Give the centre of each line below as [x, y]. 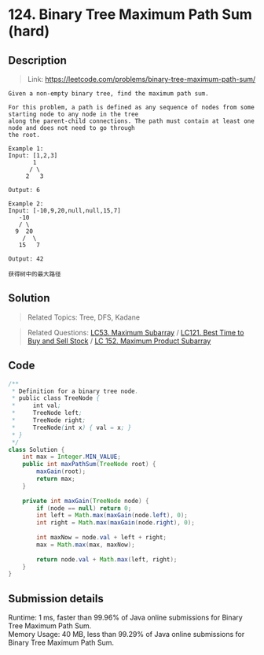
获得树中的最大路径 [35, 274]
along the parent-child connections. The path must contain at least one [132, 121]
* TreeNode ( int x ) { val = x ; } [71, 427]
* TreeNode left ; [47, 413]
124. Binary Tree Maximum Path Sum [130, 15]
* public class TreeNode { [56, 398]
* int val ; [36, 406]
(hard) [29, 31]
